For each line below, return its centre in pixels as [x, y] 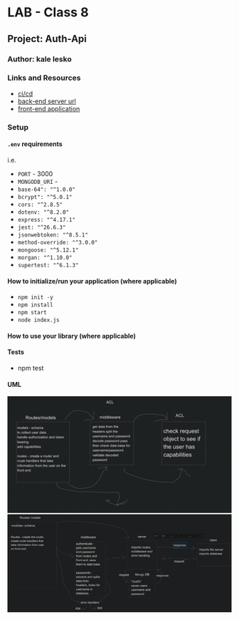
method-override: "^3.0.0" [58, 242]
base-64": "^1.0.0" [47, 190]
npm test [31, 368]
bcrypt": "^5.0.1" [45, 197]
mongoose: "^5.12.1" [48, 250]
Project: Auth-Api [47, 39]
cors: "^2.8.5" [40, 205]
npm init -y [35, 298]
